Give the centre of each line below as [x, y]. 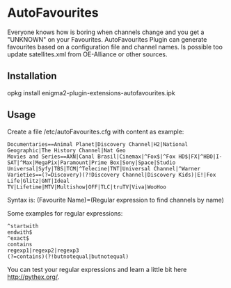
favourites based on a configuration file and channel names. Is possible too [115, 47]
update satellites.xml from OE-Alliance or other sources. [87, 54]
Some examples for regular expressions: [65, 213]
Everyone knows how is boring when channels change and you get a [106, 32]
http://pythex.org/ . [33, 277]
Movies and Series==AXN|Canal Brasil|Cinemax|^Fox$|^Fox [91, 157]
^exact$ [18, 238]
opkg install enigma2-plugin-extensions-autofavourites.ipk [91, 93]
